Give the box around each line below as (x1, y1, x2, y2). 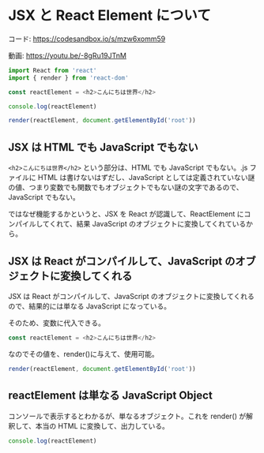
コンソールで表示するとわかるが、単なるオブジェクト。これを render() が (8, 411, 247, 421)
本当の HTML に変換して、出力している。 (35, 421, 170, 430)
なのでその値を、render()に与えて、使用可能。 (8, 349, 160, 358)
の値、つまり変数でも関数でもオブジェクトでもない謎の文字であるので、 (8, 182, 243, 193)
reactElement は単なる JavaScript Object (8, 389, 213, 402)
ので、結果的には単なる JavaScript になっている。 (8, 301, 172, 311)
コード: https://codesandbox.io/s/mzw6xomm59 (8, 34, 166, 43)
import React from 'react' (8, 66, 97, 74)
